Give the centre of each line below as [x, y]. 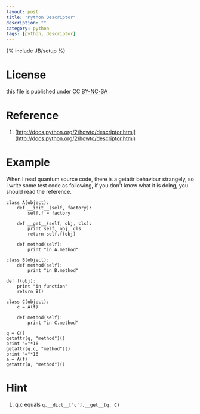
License [26, 75]
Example [28, 163]
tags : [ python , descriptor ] [41, 34]
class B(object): [28, 260]
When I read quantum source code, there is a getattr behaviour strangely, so [100, 179]
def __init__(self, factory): [55, 208]
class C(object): [28, 302]
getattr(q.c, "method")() [38, 349]
